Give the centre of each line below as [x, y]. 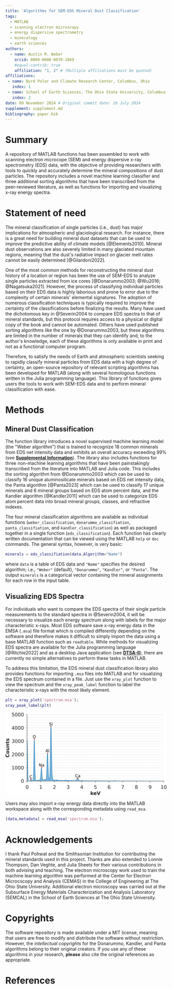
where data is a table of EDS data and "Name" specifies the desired [75, 564]
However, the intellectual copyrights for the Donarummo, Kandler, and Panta [86, 944]
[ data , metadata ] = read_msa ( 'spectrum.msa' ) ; [55, 819]
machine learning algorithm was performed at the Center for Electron [78, 876]
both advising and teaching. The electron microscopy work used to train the [85, 870]
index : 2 [21, 98]
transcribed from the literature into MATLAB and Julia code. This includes [83, 469]
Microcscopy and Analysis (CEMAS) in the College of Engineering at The [82, 881]
